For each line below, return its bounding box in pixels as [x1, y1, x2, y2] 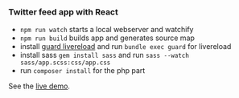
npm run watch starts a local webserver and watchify [19, 25, 194, 35]
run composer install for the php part [19, 66, 146, 76]
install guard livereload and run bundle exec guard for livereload [19, 42, 232, 51]
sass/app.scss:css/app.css [19, 59, 111, 67]
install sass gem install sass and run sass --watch [19, 51, 189, 60]
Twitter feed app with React [8, 6, 118, 18]
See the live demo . [8, 81, 71, 91]
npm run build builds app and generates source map [19, 33, 196, 43]
